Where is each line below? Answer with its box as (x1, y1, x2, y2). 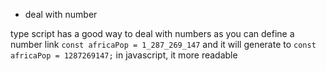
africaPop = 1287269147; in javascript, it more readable (10, 49, 238, 61)
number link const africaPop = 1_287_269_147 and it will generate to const (10, 39, 317, 50)
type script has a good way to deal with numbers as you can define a (10, 28, 295, 39)
